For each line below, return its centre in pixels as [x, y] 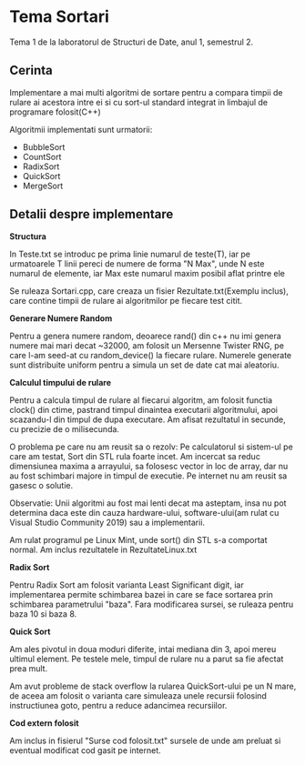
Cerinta [31, 70]
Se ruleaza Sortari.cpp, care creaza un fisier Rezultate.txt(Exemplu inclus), [149, 291]
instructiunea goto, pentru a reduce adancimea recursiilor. [118, 705]
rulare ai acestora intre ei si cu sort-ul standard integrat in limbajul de [139, 102]
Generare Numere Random [61, 318]
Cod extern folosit [44, 723]
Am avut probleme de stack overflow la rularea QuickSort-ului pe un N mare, [153, 686]
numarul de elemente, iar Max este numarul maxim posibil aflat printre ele [147, 273]
